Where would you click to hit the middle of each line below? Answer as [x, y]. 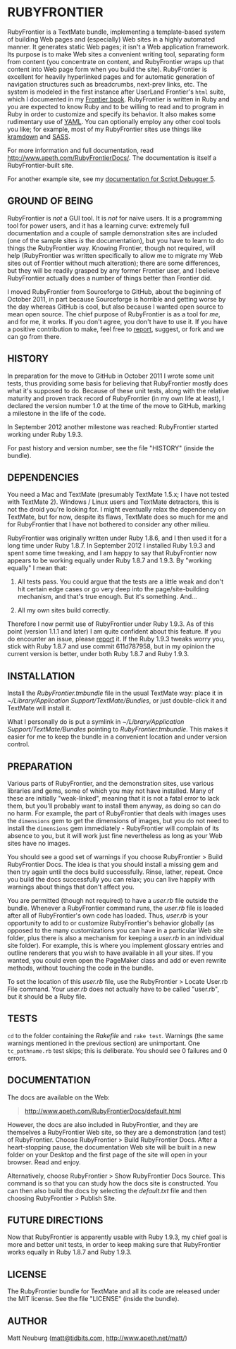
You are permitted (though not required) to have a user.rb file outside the [113, 900]
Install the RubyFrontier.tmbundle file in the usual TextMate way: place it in [115, 693]
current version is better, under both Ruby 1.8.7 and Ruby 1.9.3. [98, 654]
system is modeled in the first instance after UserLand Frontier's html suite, [117, 92]
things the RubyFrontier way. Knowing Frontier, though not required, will [112, 248]
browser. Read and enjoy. [44, 1162]
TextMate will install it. [39, 708]
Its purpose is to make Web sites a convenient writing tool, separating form [116, 54]
